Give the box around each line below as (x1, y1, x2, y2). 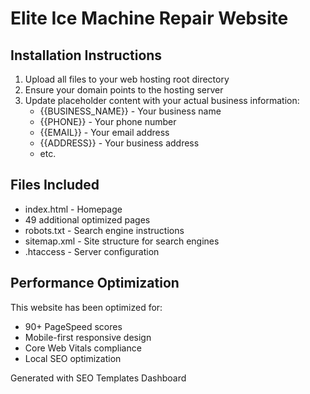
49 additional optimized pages (24, 213, 151, 226)
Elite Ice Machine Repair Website (10, 7, 289, 30)
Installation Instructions (10, 47, 163, 64)
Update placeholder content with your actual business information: (24, 95, 300, 106)
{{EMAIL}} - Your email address (39, 127, 170, 138)
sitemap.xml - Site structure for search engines (24, 235, 220, 247)
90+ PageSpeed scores (24, 320, 123, 332)
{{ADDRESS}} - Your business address (39, 137, 200, 149)
